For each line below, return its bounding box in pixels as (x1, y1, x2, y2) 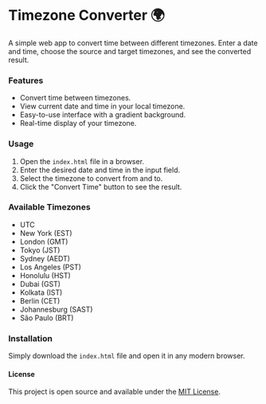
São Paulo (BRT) (19, 312, 74, 323)
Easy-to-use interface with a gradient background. (19, 110, 186, 120)
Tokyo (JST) (19, 245, 61, 255)
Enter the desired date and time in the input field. (19, 165, 181, 175)
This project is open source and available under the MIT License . (8, 387, 221, 397)
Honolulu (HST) (19, 270, 72, 280)
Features (8, 75, 44, 86)
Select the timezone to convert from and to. (19, 173, 163, 183)
